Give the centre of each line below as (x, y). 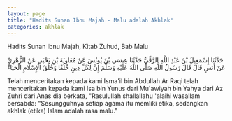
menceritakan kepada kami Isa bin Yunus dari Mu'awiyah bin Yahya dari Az (115, 89)
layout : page (26, 14)
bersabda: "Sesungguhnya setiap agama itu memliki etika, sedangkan (108, 104)
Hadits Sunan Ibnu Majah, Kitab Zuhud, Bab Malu (78, 47)
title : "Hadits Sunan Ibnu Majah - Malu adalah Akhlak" (90, 20)
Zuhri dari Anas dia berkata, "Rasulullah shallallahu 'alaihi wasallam (104, 96)
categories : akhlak (36, 27)
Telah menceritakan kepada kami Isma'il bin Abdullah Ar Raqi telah (103, 81)
